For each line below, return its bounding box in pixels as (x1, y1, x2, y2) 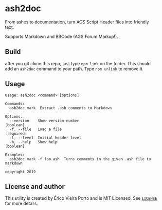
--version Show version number (9, 118, 79, 123)
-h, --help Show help (9, 140, 57, 144)
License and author (5, 182, 65, 191)
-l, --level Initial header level (9, 135, 82, 140)
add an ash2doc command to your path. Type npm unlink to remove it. (5, 66, 144, 71)
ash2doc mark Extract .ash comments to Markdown (9, 105, 112, 110)
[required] (5, 131, 27, 136)
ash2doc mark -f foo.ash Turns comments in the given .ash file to (9, 157, 151, 161)
